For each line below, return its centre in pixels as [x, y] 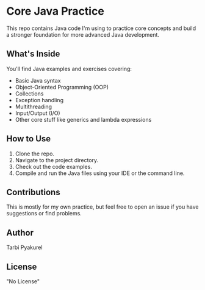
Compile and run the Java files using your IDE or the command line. [100, 173]
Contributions [33, 192]
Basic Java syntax [38, 80]
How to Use [29, 139]
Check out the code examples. [54, 166]
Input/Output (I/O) [38, 113]
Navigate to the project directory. [57, 160]
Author [20, 233]
